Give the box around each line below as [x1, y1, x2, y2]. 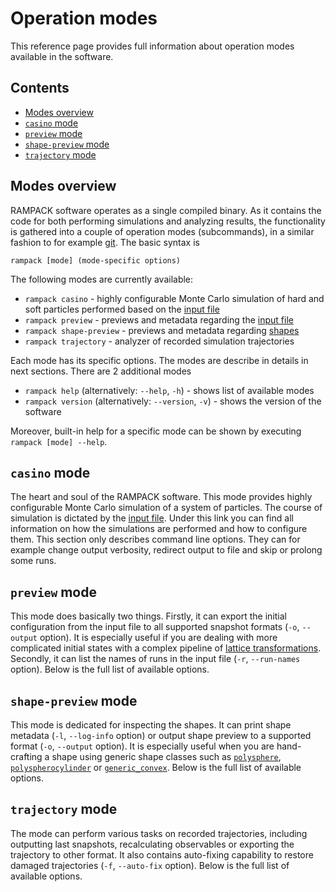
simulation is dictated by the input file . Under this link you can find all [10, 512, 294, 524]
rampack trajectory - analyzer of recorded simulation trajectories [24, 335, 295, 347]
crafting [10, 751, 43, 762]
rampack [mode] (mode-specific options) [10, 255, 182, 266]
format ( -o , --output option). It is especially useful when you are [10, 740, 275, 752]
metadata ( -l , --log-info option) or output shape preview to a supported [10, 730, 312, 741]
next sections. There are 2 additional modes [10, 365, 192, 377]
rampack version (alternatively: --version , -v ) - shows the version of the [24, 395, 322, 407]
